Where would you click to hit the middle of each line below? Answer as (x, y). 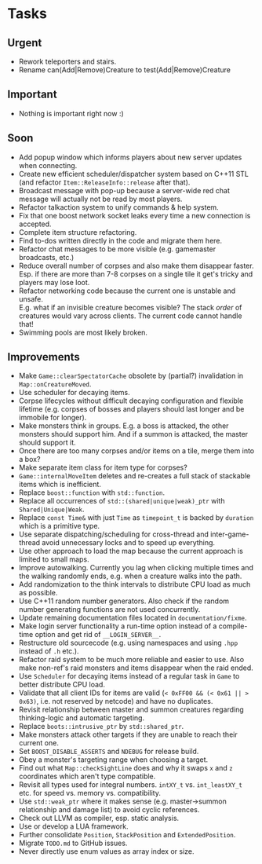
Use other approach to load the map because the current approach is (131, 551)
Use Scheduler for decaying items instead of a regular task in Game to (129, 676)
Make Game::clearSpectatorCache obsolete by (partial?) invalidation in (131, 376)
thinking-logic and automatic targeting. (82, 718)
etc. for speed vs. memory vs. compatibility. (90, 793)
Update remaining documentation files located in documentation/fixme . (133, 618)
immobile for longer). (53, 418)
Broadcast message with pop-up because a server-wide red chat (124, 190)
